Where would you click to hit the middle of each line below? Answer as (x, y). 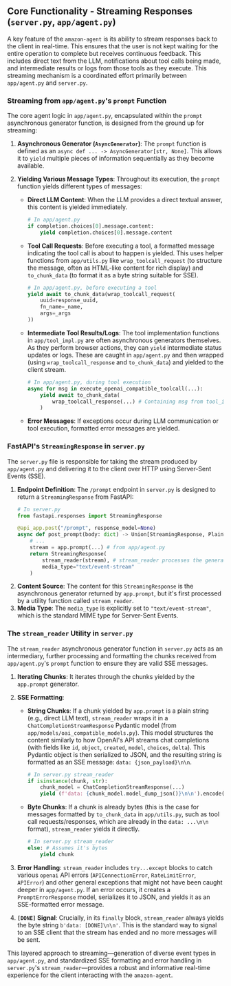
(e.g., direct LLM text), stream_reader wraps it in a (98, 718)
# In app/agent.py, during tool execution (89, 382)
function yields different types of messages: (79, 186)
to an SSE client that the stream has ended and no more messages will (117, 932)
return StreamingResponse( (68, 554)
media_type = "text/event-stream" (88, 566)
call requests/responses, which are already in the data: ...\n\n (118, 822)
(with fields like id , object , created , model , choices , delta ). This (116, 747)
